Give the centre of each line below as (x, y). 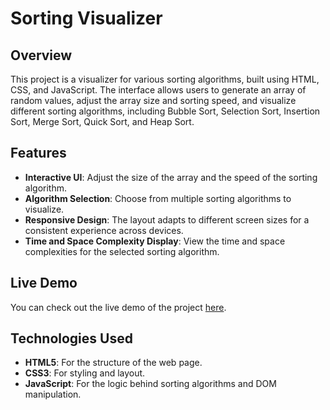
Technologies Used (71, 338)
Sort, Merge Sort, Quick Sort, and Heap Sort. (102, 121)
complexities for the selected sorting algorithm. (122, 251)
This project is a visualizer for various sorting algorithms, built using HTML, (165, 79)
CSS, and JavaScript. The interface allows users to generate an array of (158, 90)
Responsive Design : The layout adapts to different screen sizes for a (167, 219)
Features (38, 153)
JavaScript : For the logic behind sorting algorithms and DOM (150, 384)
